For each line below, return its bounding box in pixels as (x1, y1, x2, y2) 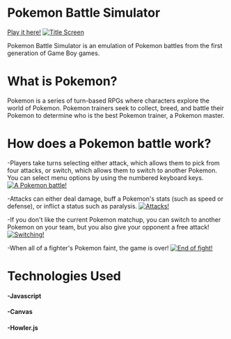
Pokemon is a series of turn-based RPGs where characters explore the (7, 96, 210, 105)
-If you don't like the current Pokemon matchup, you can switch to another (7, 215, 221, 224)
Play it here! (7, 28, 42, 36)
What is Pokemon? (7, 73, 118, 89)
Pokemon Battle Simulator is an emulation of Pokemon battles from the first (7, 41, 223, 50)
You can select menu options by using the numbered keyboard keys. (7, 173, 204, 182)
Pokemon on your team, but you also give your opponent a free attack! (7, 223, 210, 231)
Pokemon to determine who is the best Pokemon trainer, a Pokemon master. (7, 111, 225, 119)
